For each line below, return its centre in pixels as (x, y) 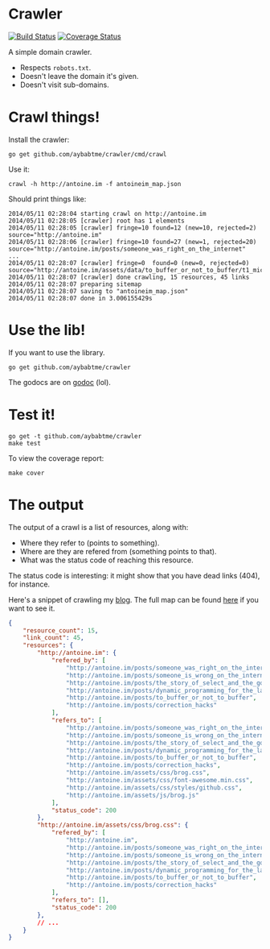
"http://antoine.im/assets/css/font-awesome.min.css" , (159, 781)
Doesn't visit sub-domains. (65, 85)
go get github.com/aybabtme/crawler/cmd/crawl (88, 154)
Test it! (32, 415)
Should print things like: (47, 199)
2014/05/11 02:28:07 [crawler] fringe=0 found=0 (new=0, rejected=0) (129, 263)
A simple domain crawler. (50, 52)
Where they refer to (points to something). (90, 543)
